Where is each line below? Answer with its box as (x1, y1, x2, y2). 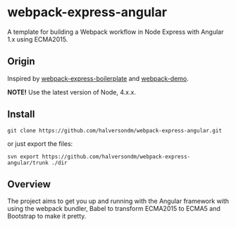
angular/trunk (7, 159, 49, 166)
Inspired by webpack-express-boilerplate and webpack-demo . (7, 74, 189, 82)
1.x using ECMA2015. (7, 35, 68, 43)
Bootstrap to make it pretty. (7, 212, 87, 221)
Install (7, 109, 35, 121)
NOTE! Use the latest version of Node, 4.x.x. (7, 87, 136, 96)
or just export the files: (7, 139, 73, 148)
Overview (7, 178, 51, 190)
